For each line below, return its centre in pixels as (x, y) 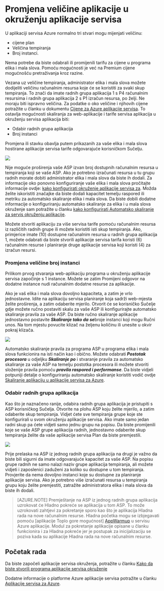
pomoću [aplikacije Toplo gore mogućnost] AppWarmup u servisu (83, 521)
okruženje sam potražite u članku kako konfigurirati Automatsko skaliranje (80, 209)
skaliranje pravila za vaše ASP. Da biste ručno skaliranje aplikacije (71, 314)
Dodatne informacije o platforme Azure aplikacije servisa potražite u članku (81, 578)
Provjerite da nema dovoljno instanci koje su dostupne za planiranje (73, 474)
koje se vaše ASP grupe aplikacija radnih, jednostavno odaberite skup (75, 430)
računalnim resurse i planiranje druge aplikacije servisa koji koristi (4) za (78, 245)
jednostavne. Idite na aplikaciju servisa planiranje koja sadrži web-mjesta (79, 299)
